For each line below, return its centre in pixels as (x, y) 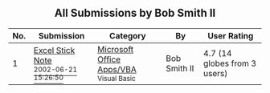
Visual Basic (117, 78)
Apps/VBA (117, 69)
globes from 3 (230, 63)
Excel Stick (54, 50)
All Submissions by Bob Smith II (135, 13)
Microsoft (116, 49)
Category (128, 35)
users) (216, 73)
